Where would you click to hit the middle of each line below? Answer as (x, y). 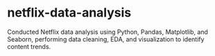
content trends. (29, 46)
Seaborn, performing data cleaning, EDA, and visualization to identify (106, 39)
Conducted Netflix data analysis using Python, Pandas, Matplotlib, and (108, 32)
